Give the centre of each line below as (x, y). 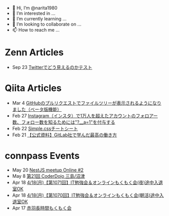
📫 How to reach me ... (36, 30)
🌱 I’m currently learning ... (39, 19)
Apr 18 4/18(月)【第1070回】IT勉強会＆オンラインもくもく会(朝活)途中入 (88, 195)
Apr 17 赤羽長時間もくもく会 (42, 208)
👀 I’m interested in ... (34, 13)
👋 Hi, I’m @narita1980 (35, 8)
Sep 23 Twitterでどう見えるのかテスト (52, 67)
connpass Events (42, 156)
